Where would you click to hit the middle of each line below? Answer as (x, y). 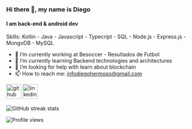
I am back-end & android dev (42, 24)
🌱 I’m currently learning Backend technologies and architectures (93, 61)
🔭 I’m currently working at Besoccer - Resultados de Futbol (87, 54)
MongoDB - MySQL (30, 43)
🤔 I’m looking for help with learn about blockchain (75, 67)
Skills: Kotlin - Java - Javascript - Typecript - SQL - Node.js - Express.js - (96, 37)
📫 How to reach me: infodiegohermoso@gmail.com (78, 74)
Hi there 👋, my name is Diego (48, 9)
